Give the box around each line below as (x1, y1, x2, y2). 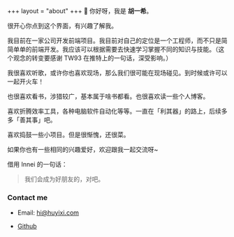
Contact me (7, 192, 48, 202)
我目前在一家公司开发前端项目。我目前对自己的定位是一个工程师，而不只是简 (7, 36, 228, 45)
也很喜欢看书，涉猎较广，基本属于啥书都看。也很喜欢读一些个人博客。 (7, 92, 210, 100)
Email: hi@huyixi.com (17, 208, 79, 217)
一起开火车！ (7, 77, 44, 86)
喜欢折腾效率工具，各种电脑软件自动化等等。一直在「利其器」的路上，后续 (7, 107, 221, 115)
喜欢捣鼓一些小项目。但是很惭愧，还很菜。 (7, 130, 130, 139)
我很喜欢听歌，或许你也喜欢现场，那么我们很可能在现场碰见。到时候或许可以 (7, 69, 228, 77)
